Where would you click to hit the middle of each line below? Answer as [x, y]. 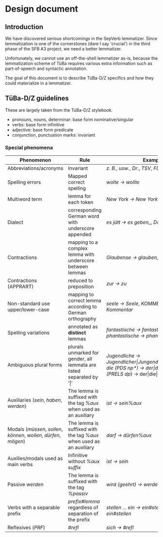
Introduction [24, 27]
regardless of [83, 507]
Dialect [15, 222]
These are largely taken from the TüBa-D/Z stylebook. [59, 110]
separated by [83, 377]
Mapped [77, 176]
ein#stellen [119, 514]
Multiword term [25, 199]
